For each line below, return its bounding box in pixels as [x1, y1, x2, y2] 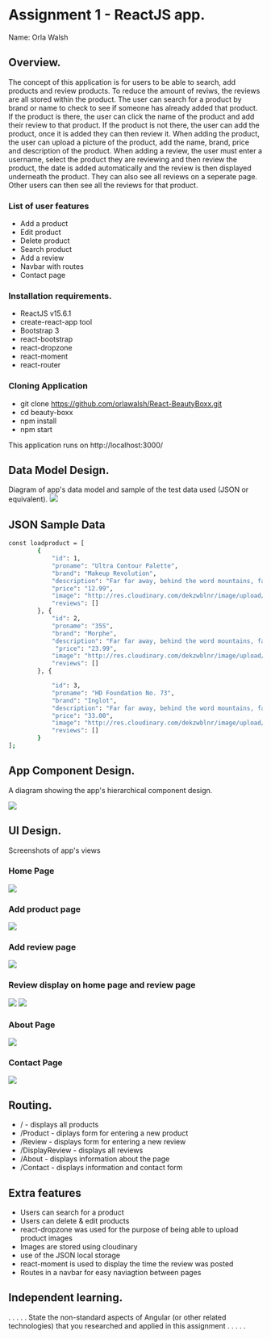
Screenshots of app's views [8, 846, 101, 855]
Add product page [8, 903, 81, 914]
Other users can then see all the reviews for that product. [8, 180, 198, 190]
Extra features [8, 1186, 82, 1200]
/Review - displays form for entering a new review [19, 1137, 186, 1147]
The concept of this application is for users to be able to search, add [8, 77, 236, 86]
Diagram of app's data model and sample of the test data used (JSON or [8, 485, 249, 494]
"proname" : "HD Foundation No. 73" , [51, 689, 175, 697]
